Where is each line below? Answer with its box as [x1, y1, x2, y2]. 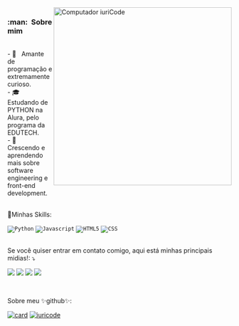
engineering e [7, 174, 48, 182]
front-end [7, 182, 36, 190]
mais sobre [7, 159, 41, 167]
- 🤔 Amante [7, 50, 45, 58]
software [7, 167, 33, 175]
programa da [7, 121, 46, 130]
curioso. [7, 80, 32, 88]
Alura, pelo [7, 113, 39, 122]
